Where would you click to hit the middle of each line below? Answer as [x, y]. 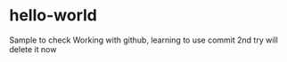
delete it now [33, 49]
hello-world [53, 15]
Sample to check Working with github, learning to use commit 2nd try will [143, 40]
